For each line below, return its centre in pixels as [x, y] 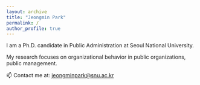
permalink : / [23, 23]
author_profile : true [34, 28]
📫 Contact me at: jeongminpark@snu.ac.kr [60, 75]
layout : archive [27, 12]
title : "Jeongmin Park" [36, 17]
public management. [32, 63]
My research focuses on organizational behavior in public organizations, [96, 57]
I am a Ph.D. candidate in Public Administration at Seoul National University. [100, 45]
